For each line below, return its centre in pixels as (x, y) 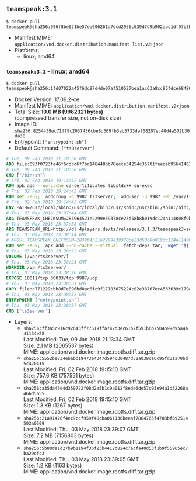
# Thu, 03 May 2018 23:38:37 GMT (47, 305)
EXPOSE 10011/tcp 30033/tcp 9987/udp (52, 278)
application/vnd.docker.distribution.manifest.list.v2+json (89, 44)
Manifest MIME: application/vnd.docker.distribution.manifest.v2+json (102, 106)
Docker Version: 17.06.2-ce (47, 99)
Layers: (23, 322)
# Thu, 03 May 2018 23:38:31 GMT (47, 284)
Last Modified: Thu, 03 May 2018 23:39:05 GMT (81, 459)
